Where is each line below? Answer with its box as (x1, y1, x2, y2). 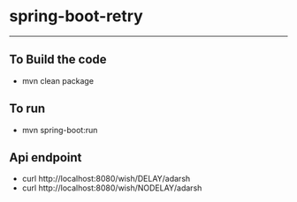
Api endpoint (9, 150, 82, 165)
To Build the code (9, 52, 108, 67)
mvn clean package (21, 75, 95, 86)
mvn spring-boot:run (21, 124, 98, 135)
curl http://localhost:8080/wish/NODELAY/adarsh (21, 183, 202, 193)
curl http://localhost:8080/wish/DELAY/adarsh (21, 174, 191, 184)
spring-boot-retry (9, 6, 143, 26)
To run (9, 101, 46, 116)
